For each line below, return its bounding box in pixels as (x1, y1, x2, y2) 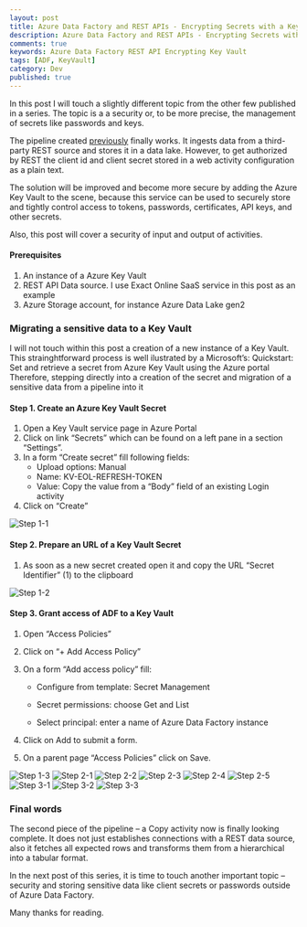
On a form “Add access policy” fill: (22, 664, 153, 675)
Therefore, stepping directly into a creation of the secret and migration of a (9, 372, 292, 383)
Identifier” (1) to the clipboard (22, 569, 134, 581)
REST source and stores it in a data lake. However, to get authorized (31, 144, 288, 155)
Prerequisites (9, 250, 62, 261)
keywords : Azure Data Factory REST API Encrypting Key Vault (9, 48, 248, 57)
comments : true (9, 38, 68, 48)
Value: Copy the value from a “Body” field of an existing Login (36, 481, 270, 492)
